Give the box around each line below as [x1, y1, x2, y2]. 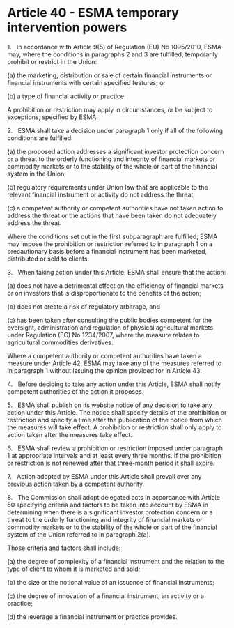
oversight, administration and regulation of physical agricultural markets [7, 323, 214, 332]
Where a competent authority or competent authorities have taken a [7, 351, 202, 360]
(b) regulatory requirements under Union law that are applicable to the [7, 183, 208, 191]
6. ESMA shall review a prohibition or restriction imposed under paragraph [7, 444, 224, 452]
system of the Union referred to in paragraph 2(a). [7, 530, 151, 538]
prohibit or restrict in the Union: [7, 57, 97, 66]
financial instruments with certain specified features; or [7, 78, 166, 86]
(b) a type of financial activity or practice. [7, 92, 127, 100]
